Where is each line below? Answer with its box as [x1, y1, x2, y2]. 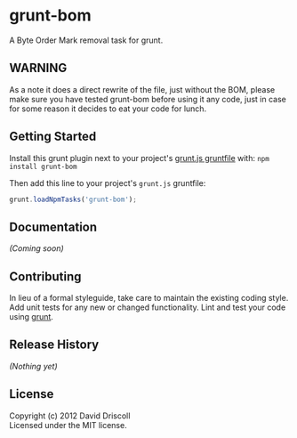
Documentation [9, 219, 98, 234]
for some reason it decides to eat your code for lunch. [9, 103, 207, 114]
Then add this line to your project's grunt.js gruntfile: [9, 177, 206, 188]
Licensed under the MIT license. [9, 419, 127, 430]
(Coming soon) [9, 243, 64, 254]
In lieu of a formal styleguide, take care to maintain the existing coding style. [9, 293, 289, 304]
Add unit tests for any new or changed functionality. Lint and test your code [9, 302, 286, 312]
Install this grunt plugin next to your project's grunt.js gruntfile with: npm [9, 152, 269, 163]
